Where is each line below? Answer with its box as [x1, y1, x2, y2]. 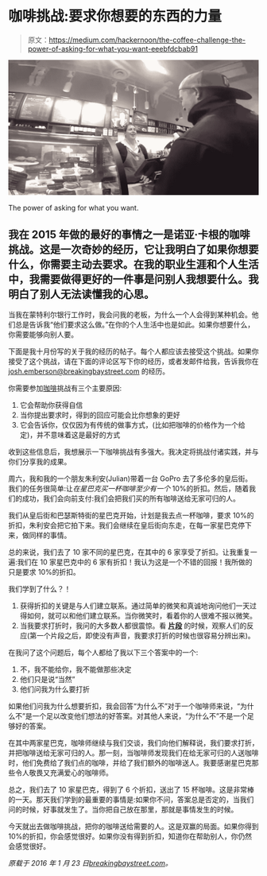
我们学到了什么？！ [8, 584, 72, 594]
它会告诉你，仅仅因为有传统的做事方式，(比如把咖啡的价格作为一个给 [19, 421, 246, 430]
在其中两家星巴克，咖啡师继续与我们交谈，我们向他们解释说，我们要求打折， [8, 738, 259, 748]
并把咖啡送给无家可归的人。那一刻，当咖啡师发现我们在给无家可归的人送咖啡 [8, 748, 259, 758]
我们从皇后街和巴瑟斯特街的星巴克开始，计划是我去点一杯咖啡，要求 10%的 [8, 510, 254, 521]
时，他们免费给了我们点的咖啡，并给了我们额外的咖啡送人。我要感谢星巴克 [8, 758, 252, 768]
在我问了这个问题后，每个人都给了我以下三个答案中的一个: [8, 648, 199, 657]
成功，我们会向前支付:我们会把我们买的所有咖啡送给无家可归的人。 [21, 494, 241, 503]
